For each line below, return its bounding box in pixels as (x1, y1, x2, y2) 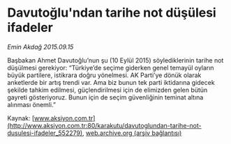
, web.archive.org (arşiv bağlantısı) (82, 129, 182, 137)
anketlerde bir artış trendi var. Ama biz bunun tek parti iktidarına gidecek (7, 78, 215, 86)
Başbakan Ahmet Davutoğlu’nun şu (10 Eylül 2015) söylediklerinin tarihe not (7, 56, 224, 64)
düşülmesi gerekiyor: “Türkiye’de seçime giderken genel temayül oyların (7, 63, 214, 72)
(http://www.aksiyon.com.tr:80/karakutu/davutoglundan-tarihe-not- (7, 121, 202, 129)
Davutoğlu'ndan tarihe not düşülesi (7, 5, 216, 21)
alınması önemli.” (7, 100, 57, 109)
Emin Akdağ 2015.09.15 (7, 42, 74, 51)
